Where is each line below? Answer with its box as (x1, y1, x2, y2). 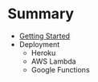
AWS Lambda (31, 57, 77, 66)
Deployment (18, 39, 60, 49)
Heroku (31, 48, 56, 57)
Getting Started (18, 31, 70, 41)
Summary (7, 5, 74, 23)
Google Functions (31, 64, 90, 74)
